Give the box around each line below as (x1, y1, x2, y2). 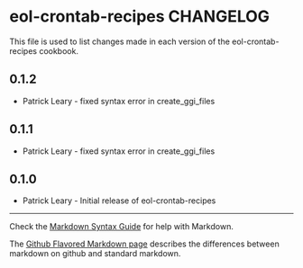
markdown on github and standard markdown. (9, 248, 181, 259)
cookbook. (39, 45, 79, 56)
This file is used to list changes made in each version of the (9, 36, 230, 47)
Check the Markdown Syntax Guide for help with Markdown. (9, 221, 234, 232)
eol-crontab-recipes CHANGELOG (9, 6, 271, 27)
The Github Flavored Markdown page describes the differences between (9, 238, 280, 249)
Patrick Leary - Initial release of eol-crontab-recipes (22, 195, 216, 206)
